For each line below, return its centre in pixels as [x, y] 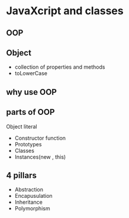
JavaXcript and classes [65, 11]
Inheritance [29, 202]
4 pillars [21, 175]
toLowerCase [31, 73]
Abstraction [29, 190]
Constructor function [40, 138]
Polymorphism [32, 209]
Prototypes [28, 144]
